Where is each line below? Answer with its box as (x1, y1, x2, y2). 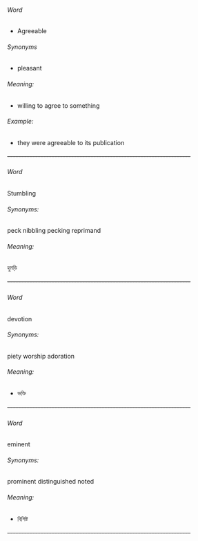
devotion (7, 314, 32, 323)
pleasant (17, 64, 43, 73)
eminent (7, 440, 31, 448)
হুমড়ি (7, 263, 17, 272)
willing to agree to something (17, 101, 100, 110)
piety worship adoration (7, 352, 75, 360)
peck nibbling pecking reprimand (7, 227, 101, 235)
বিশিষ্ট (17, 515, 28, 523)
